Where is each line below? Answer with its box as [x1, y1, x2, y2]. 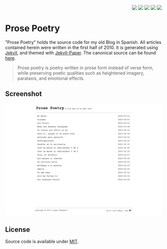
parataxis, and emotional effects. [17, 75, 85, 81]
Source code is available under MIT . [5, 239, 79, 245]
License [5, 225, 30, 234]
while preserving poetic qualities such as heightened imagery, [17, 70, 145, 76]
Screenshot [5, 90, 42, 98]
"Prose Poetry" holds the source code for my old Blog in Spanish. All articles [5, 39, 162, 45]
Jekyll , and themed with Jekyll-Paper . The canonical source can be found [5, 50, 157, 56]
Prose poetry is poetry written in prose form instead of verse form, [17, 65, 154, 71]
